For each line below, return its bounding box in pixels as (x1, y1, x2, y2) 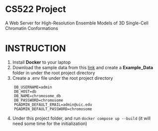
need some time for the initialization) (12, 121, 87, 127)
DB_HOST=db (14, 89, 37, 94)
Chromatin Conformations (5, 25, 58, 31)
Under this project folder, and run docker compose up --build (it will (12, 115, 151, 121)
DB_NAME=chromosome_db (14, 93, 61, 98)
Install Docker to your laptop (12, 59, 71, 65)
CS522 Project (5, 3, 66, 15)
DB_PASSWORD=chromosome (14, 98, 64, 103)
